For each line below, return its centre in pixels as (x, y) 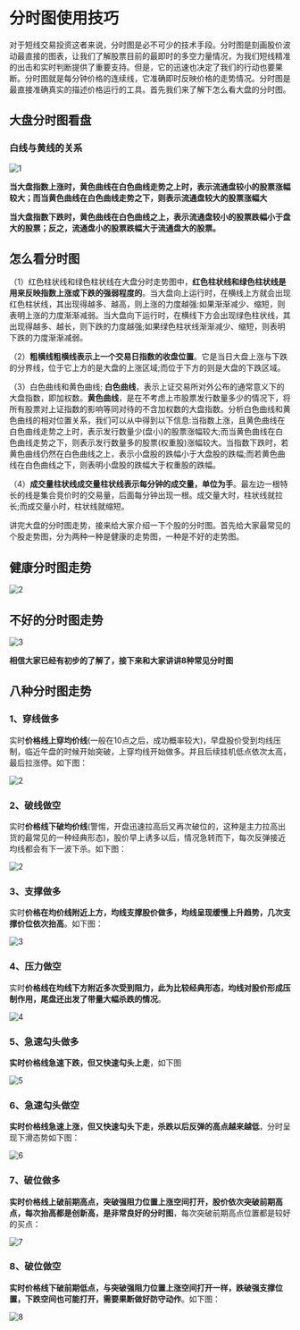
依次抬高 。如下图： (68, 924)
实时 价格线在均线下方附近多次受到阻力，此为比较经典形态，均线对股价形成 (146, 988)
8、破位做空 (35, 1267)
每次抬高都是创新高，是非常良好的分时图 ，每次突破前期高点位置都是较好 (158, 1213)
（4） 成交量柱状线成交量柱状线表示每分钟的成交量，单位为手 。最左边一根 (145, 484)
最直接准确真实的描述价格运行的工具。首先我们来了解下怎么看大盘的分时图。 (150, 89)
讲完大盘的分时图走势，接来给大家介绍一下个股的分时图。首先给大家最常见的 (150, 526)
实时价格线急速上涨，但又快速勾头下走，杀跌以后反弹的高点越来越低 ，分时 (146, 1126)
